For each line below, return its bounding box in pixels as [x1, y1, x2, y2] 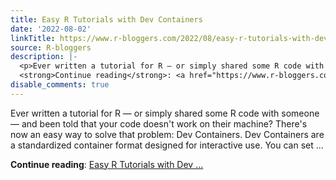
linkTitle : [10, 33, 56, 43]
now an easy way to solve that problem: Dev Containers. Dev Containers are [10, 128, 325, 140]
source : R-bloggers [10, 42, 92, 53]
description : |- [10, 52, 78, 62]
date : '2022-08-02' [10, 24, 92, 34]
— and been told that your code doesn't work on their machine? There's [10, 117, 308, 130]
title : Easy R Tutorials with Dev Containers [10, 14, 203, 25]
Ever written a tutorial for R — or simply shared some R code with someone [10, 107, 320, 119]
